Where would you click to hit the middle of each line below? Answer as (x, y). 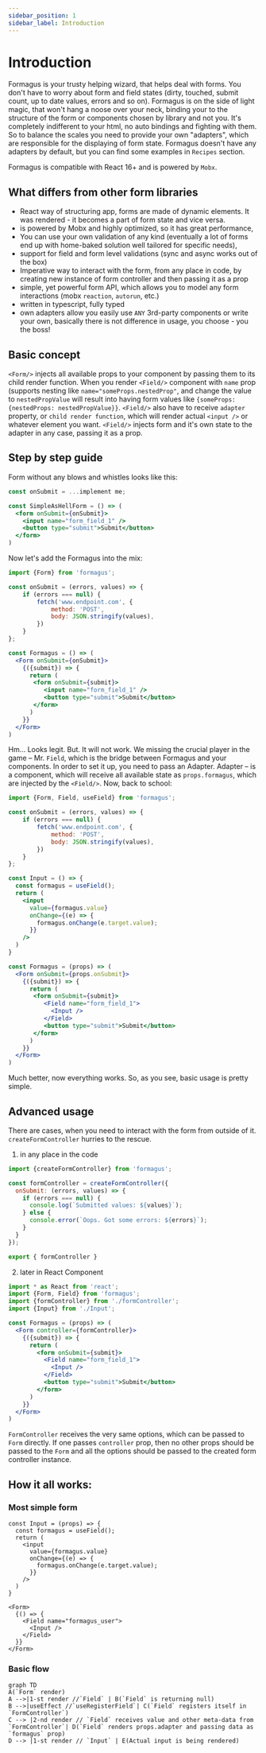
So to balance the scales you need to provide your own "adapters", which (128, 135)
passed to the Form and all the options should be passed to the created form (132, 1451)
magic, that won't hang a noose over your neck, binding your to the (118, 110)
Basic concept (44, 355)
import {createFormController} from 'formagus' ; (90, 1169)
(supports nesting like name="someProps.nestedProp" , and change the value (130, 391)
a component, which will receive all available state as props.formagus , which (132, 775)
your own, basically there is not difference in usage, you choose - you (134, 321)
